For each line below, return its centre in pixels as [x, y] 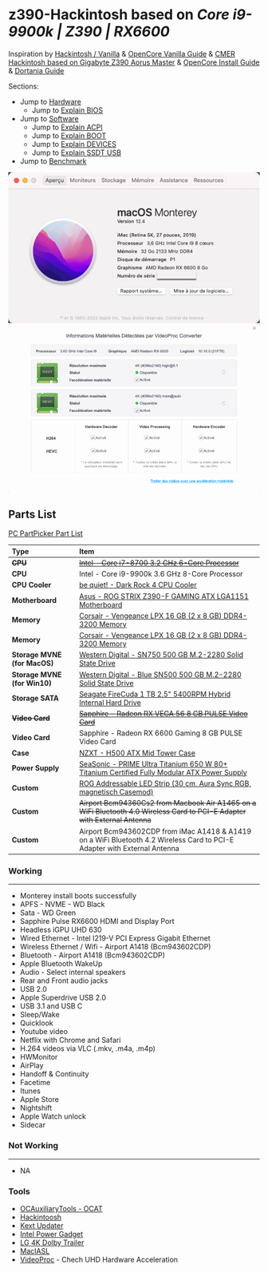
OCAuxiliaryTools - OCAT [61, 1208]
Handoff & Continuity [54, 1074]
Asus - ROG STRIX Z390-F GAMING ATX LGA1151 [164, 596]
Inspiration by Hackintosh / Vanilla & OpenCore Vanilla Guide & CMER [122, 53]
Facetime [35, 1083]
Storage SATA [35, 698]
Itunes [30, 1091]
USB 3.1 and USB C [51, 1006]
